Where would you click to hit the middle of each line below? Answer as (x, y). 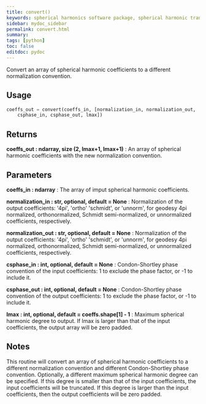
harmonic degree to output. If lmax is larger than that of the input (88, 320)
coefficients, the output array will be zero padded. (70, 327)
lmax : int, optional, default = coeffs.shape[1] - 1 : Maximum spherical (95, 314)
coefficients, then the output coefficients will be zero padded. (84, 394)
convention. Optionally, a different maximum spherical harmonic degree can (102, 375)
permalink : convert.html (38, 29)
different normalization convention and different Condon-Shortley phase (97, 368)
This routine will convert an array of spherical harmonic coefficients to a (97, 361)
